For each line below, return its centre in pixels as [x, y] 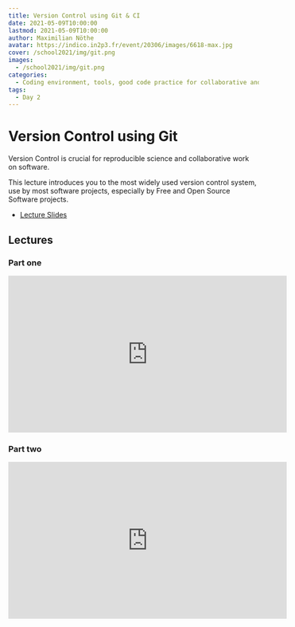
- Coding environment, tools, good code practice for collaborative [131, 82]
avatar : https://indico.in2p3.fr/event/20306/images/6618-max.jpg [120, 45]
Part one [25, 262]
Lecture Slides [43, 215]
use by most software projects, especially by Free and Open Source [119, 191]
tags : [17, 90]
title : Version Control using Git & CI [74, 16]
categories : [28, 75]
